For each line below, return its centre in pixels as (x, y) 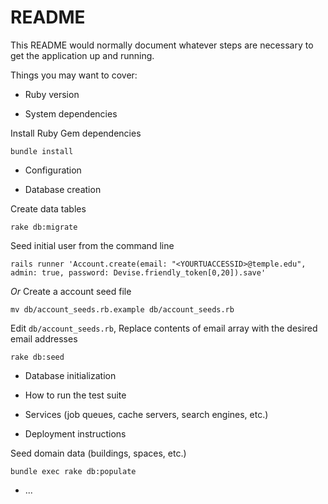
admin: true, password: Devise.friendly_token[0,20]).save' (138, 272)
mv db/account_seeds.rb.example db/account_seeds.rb (122, 309)
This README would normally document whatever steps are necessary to (162, 45)
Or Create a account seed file (71, 291)
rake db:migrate (44, 227)
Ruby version (52, 94)
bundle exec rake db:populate (73, 471)
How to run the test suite (75, 395)
